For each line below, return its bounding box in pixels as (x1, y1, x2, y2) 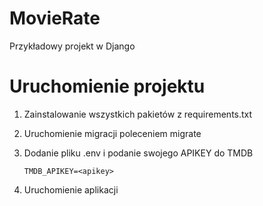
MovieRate (9, 7, 101, 30)
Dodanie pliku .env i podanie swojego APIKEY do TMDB (23, 147, 254, 159)
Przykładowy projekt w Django (9, 40, 136, 52)
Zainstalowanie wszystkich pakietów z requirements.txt (23, 108, 253, 120)
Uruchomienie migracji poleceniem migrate (23, 127, 202, 139)
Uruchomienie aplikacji (23, 183, 119, 196)
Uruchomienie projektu (9, 75, 206, 98)
